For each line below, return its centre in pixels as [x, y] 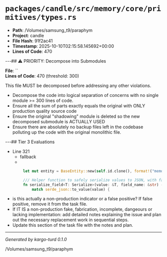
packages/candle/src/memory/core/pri [83, 9]
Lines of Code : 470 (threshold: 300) [42, 76]
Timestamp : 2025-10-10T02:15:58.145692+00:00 [63, 46]
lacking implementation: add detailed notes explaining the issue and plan [87, 215]
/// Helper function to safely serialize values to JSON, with [90, 180]
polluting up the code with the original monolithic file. [67, 132]
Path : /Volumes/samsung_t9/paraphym [52, 30]
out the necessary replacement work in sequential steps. [71, 220]
